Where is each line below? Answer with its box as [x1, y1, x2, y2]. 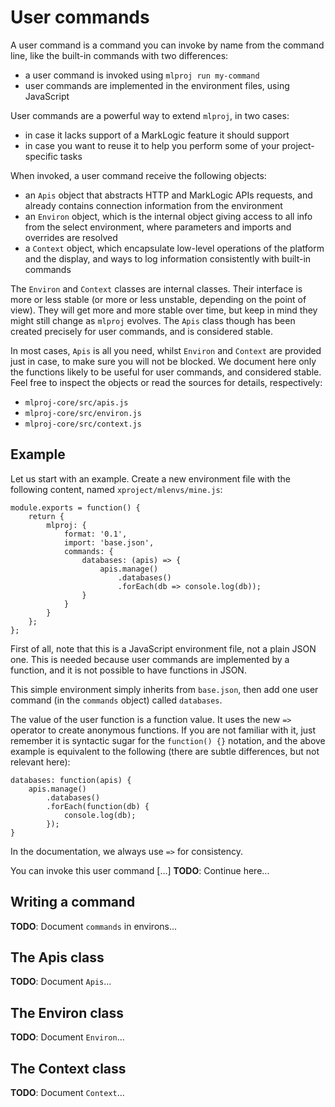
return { [28, 511, 65, 521]
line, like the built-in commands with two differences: [10, 49, 229, 61]
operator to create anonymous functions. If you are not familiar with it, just [10, 724, 317, 736]
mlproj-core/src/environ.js [24, 408, 142, 418]
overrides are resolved [24, 231, 118, 243]
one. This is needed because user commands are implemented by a [10, 653, 290, 665]
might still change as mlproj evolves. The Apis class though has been [10, 314, 296, 326]
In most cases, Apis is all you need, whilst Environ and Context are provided [10, 344, 322, 356]
